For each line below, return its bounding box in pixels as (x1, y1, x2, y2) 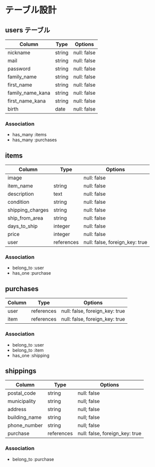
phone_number (7, 422, 43, 429)
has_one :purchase (12, 270, 51, 276)
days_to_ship (7, 223, 38, 230)
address (7, 406, 27, 413)
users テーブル (5, 26, 50, 34)
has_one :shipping (12, 352, 49, 358)
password (7, 65, 31, 72)
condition (7, 199, 30, 206)
